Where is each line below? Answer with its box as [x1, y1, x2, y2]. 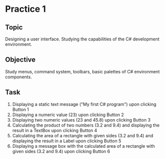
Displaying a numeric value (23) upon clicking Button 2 [12, 112, 124, 118]
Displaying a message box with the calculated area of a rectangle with [12, 143, 155, 149]
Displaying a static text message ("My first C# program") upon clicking [12, 101, 157, 107]
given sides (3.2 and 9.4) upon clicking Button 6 [12, 148, 110, 154]
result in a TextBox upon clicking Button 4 [12, 127, 97, 133]
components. [5, 74, 32, 80]
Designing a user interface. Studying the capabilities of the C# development [5, 36, 160, 42]
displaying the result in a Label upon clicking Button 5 [12, 138, 122, 144]
